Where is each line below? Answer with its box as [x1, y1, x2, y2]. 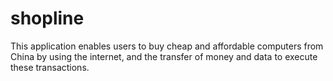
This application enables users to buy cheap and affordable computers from [10, 40, 324, 52]
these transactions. [10, 61, 90, 73]
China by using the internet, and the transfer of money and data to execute [10, 50, 318, 62]
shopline [10, 7, 85, 30]
